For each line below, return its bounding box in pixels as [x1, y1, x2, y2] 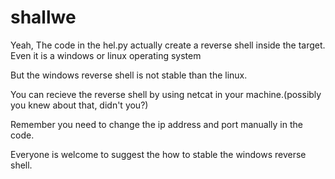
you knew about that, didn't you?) [10, 99, 149, 111]
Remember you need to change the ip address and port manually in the [10, 118, 303, 130]
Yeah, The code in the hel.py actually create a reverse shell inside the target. [10, 39, 326, 51]
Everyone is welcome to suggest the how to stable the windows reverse [10, 148, 307, 160]
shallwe [10, 6, 77, 29]
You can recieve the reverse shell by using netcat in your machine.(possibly [10, 88, 322, 100]
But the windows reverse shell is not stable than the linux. [10, 69, 248, 81]
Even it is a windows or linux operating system [10, 49, 202, 61]
